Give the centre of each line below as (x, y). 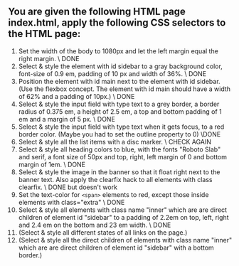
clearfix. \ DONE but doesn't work (68, 187)
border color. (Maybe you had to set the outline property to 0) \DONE (119, 134)
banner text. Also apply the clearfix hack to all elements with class (115, 179)
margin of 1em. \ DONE (52, 164)
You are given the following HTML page (97, 12)
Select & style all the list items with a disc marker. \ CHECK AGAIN (115, 142)
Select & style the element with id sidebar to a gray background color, (120, 66)
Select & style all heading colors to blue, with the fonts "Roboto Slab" (119, 149)
